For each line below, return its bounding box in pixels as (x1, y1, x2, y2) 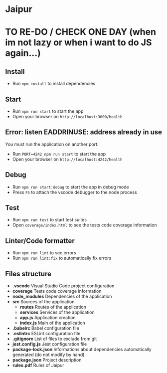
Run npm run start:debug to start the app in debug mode (12, 184, 129, 190)
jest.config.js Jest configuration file (12, 341, 87, 347)
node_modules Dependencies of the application (12, 293, 112, 300)
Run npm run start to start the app (12, 108, 84, 114)
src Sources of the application (12, 299, 75, 305)
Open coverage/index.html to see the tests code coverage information (12, 222, 157, 228)
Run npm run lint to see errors (12, 250, 76, 256)
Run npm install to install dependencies (12, 81, 96, 87)
